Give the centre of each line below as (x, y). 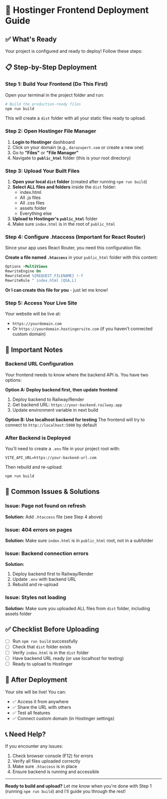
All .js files (30, 198)
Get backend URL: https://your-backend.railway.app (67, 404)
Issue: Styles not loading (36, 598)
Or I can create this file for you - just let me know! (57, 290)
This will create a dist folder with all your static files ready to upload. (76, 118)
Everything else (36, 213)
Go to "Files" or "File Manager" (45, 153)
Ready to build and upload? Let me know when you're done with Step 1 (79, 786)
